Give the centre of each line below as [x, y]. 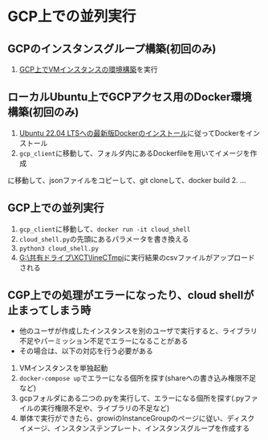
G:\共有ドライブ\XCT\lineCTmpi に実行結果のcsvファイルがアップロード [137, 257]
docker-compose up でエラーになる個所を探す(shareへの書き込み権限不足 [138, 378]
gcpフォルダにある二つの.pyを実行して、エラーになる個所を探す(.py [132, 398]
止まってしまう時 [49, 310]
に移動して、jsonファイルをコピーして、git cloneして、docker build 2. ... [127, 180]
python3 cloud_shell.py [59, 249]
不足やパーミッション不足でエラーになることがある [104, 341]
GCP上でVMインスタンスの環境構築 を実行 [88, 69]
